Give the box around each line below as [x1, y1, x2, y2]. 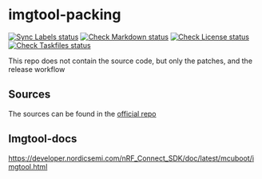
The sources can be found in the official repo [8, 109, 157, 118]
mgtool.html [8, 161, 48, 171]
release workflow [8, 64, 65, 74]
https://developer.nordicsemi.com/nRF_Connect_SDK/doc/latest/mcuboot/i [8, 153, 254, 163]
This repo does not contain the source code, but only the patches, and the [8, 56, 253, 66]
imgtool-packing [8, 6, 121, 24]
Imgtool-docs [8, 132, 77, 145]
